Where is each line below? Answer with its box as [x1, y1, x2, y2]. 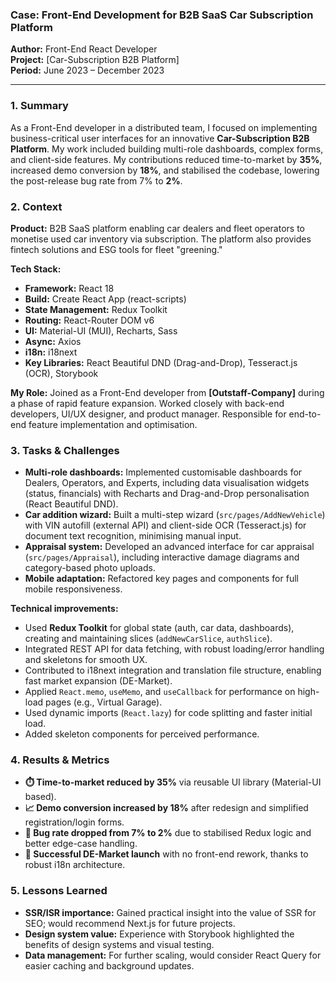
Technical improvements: [10, 603, 119, 615]
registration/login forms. [24, 816, 125, 828]
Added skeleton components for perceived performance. [24, 728, 260, 740]
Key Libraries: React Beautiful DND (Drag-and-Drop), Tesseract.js [24, 356, 298, 368]
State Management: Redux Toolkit [24, 303, 168, 315]
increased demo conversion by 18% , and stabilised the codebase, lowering [10, 164, 320, 176]
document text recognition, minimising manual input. [24, 530, 242, 542]
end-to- [288, 408, 322, 420]
